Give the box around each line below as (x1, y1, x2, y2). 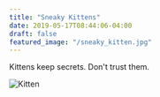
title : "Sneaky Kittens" (9, 12, 101, 22)
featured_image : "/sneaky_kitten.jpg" (9, 37, 152, 47)
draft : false (9, 29, 57, 38)
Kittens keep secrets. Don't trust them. (9, 62, 150, 72)
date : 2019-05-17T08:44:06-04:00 (9, 21, 133, 30)
